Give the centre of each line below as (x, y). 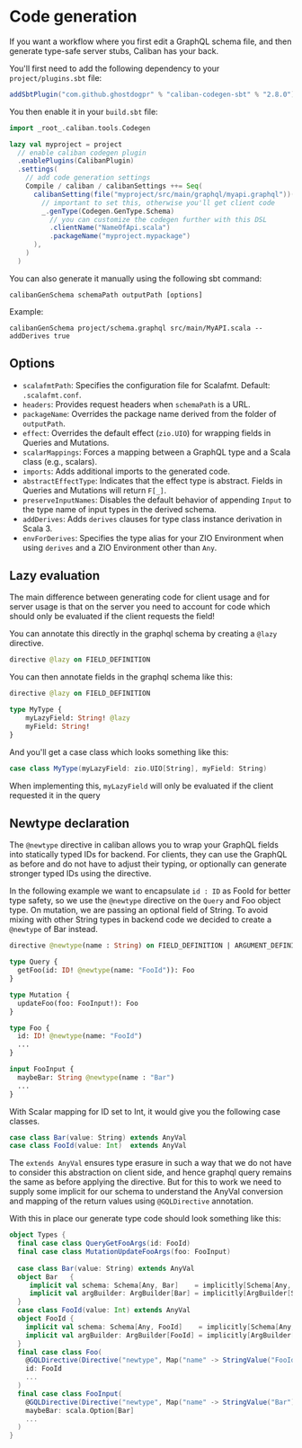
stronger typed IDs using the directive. (80, 874)
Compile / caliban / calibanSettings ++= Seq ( (114, 186)
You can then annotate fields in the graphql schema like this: (121, 677)
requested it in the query (55, 795)
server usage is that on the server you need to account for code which (140, 607)
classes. (25, 1121)
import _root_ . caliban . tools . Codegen (80, 128)
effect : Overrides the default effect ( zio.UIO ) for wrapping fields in (147, 432)
